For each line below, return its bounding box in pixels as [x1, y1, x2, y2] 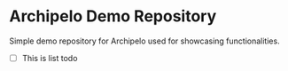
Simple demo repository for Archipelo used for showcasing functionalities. [9, 35, 281, 46]
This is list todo [21, 52, 78, 63]
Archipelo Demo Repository [9, 6, 217, 27]
